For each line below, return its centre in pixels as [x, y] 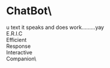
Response [19, 46]
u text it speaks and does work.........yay [55, 27]
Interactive [19, 52]
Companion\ [22, 59]
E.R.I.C [14, 33]
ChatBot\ [29, 11]
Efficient [16, 40]
